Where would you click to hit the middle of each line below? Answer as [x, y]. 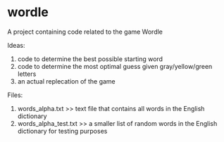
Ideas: [16, 45]
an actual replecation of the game [67, 81]
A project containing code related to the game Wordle [85, 32]
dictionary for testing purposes [62, 131]
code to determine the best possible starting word [90, 59]
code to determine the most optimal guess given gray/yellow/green [115, 66]
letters [27, 74]
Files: [15, 95]
